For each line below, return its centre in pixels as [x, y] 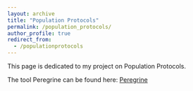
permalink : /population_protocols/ [60, 27]
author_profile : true [39, 33]
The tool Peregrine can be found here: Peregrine [77, 80]
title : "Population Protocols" [53, 20]
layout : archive [31, 14]
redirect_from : [30, 40]
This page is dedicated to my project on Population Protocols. [97, 66]
